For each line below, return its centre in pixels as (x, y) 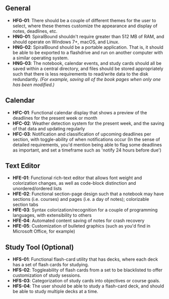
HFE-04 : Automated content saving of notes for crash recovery (78, 220)
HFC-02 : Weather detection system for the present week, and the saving (88, 123)
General (18, 8)
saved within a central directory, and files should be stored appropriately (88, 68)
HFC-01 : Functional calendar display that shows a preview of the (80, 112)
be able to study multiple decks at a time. (55, 291)
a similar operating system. (41, 58)
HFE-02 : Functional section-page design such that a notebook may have (88, 194)
